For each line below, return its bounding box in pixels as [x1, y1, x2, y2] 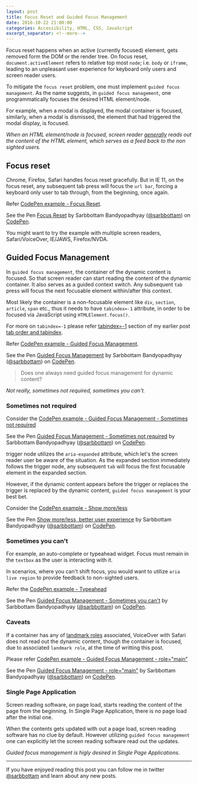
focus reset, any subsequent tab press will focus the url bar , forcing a [6, 182, 178, 189]
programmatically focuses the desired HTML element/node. [6, 95, 151, 103]
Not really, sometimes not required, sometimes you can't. [6, 387, 146, 394]
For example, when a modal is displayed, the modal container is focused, [6, 107, 183, 114]
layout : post [6, 8, 38, 15]
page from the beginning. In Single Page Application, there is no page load [6, 707, 187, 714]
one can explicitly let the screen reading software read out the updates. [6, 737, 180, 744]
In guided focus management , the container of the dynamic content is [6, 268, 171, 275]
